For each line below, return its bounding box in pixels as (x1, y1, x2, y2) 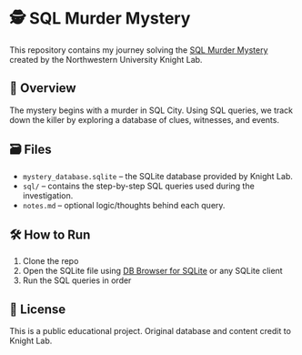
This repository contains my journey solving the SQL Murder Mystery (9, 44, 268, 56)
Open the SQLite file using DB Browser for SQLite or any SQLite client (22, 266, 284, 277)
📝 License (9, 301, 66, 317)
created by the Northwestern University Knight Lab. (9, 54, 203, 65)
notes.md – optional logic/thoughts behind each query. (22, 199, 226, 210)
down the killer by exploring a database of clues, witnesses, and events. (9, 114, 280, 125)
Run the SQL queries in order (22, 275, 132, 286)
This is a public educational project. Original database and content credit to (9, 326, 291, 337)
